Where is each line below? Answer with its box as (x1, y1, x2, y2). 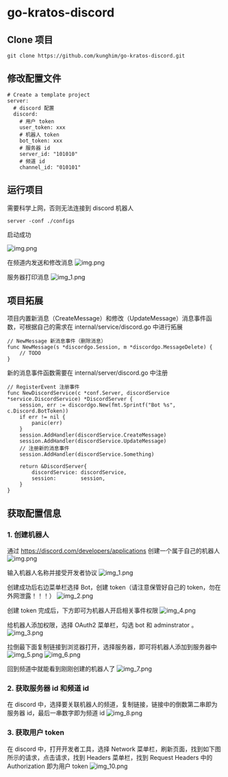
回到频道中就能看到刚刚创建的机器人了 (7, 664, 115, 673)
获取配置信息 (7, 507, 62, 519)
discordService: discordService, (31, 469, 127, 476)
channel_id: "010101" (19, 163, 81, 171)
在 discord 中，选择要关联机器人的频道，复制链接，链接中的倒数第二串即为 (7, 700, 218, 708)
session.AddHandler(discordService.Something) (19, 451, 155, 458)
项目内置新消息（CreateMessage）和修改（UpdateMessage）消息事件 (7, 314, 207, 323)
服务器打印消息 (7, 272, 49, 281)
